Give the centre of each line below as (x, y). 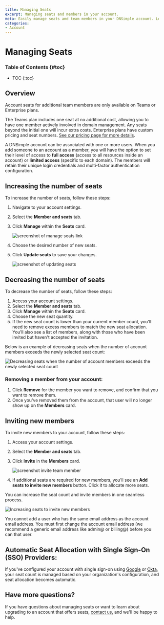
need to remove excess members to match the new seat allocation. (80, 327)
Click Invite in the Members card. (46, 461)
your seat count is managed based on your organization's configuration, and (82, 574)
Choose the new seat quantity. (43, 316)
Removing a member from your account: (54, 379)
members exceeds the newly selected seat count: (55, 352)
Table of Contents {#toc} (35, 67)
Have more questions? (40, 595)
